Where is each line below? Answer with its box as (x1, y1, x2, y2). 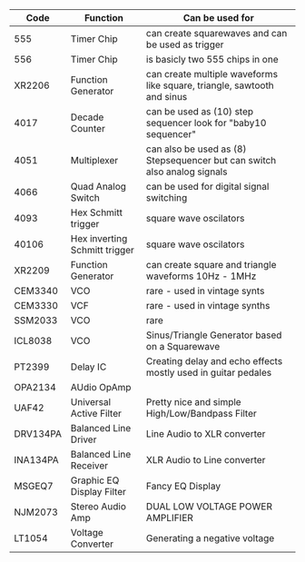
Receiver (70, 459, 109, 471)
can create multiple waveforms (145, 68, 279, 80)
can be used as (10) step (145, 105, 254, 117)
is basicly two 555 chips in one (145, 54, 279, 65)
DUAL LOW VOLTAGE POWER (145, 500, 272, 512)
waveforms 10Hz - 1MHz (145, 270, 257, 282)
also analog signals (145, 165, 228, 178)
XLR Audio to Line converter (145, 454, 266, 466)
